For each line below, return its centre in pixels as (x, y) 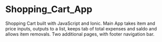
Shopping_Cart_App (49, 9)
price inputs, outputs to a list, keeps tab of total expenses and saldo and (81, 28)
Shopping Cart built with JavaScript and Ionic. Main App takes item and (80, 23)
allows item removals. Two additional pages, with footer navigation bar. (80, 34)
